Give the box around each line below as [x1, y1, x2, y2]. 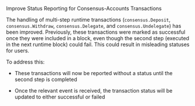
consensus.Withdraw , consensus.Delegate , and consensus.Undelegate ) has [6, 23, 182, 29]
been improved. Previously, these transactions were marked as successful [6, 29, 186, 36]
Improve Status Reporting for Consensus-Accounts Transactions [6, 5, 162, 12]
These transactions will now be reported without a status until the [14, 70, 173, 76]
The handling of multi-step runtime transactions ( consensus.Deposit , [6, 16, 171, 23]
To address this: [6, 58, 45, 65]
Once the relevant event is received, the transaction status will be [14, 87, 173, 94]
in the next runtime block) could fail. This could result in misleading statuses [6, 41, 190, 48]
